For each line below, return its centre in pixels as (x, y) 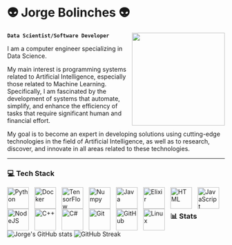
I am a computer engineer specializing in (65, 48)
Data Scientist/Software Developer (58, 36)
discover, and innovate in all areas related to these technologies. (98, 148)
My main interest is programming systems (67, 69)
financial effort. (29, 120)
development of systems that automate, (64, 98)
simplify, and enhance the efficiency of (62, 106)
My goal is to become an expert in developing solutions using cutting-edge (114, 134)
